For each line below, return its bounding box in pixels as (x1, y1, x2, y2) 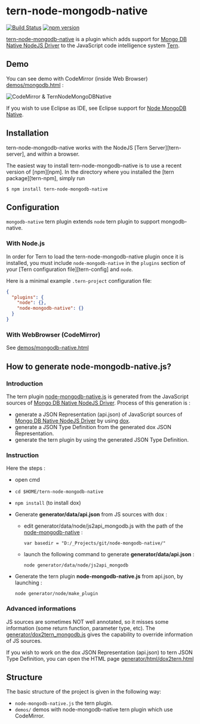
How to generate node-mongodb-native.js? (6, 361, 171, 371)
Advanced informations (6, 605, 76, 613)
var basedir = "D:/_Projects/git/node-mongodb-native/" (23, 540, 166, 547)
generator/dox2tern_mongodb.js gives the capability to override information (6, 631, 193, 638)
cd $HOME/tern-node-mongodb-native (14, 489, 104, 495)
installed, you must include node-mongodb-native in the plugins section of (6, 259, 186, 266)
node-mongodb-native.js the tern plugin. (14, 700, 113, 707)
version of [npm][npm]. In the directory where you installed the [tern (6, 168, 174, 175)
